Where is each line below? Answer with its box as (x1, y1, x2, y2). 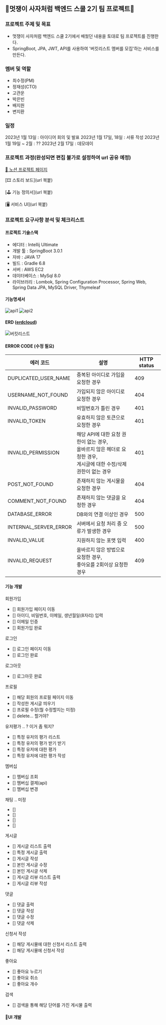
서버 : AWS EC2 (12, 266, 44, 272)
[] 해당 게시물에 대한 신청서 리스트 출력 (12, 941, 87, 947)
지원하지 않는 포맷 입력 (76, 537, 126, 544)
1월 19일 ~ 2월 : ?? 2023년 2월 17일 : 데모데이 (5, 140, 94, 146)
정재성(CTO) (12, 83, 37, 89)
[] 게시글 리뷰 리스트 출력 (12, 874, 61, 880)
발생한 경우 (87, 528, 112, 535)
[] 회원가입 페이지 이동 (12, 606, 55, 612)
